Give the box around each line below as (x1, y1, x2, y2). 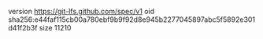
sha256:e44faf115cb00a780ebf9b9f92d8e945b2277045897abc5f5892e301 (8, 15, 256, 24)
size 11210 (39, 23, 72, 32)
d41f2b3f (8, 23, 38, 32)
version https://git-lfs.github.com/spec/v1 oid (8, 7, 155, 16)
